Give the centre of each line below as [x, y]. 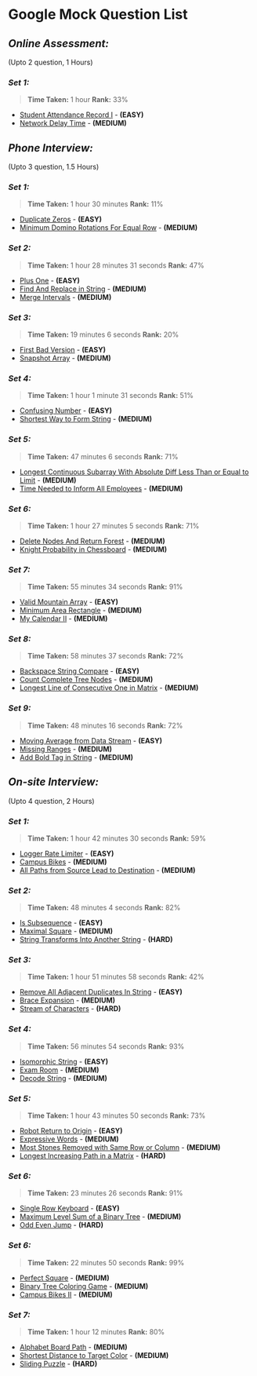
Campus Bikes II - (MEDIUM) [66, 1294]
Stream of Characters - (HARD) [70, 1009]
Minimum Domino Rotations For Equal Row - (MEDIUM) [109, 228]
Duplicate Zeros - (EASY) [60, 219]
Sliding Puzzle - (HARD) [58, 1363]
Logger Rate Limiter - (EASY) [67, 853]
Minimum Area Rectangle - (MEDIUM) [81, 611]
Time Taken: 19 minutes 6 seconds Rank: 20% [103, 334]
